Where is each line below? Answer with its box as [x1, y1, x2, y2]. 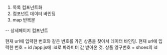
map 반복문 [12, 17, 36, 22]
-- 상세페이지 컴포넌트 [5, 27, 49, 33]
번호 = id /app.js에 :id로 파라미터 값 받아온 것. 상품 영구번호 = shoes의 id [14, 44, 158, 50]
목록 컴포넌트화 [12, 4, 43, 10]
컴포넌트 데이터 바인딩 [12, 10, 56, 16]
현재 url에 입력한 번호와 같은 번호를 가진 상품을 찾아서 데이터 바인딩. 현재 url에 [5, 38, 157, 44]
